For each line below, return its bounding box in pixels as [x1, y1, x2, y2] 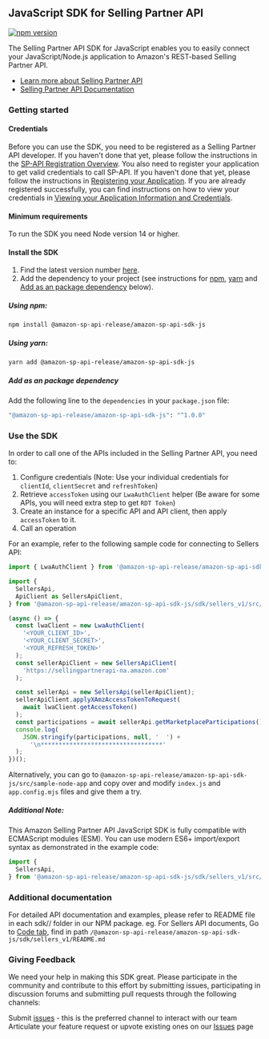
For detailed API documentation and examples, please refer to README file [8, 910, 256, 920]
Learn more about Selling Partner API [19, 75, 143, 85]
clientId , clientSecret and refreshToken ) [19, 481, 159, 491]
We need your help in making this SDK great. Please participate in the [8, 973, 238, 982]
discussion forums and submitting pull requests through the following [8, 989, 237, 999]
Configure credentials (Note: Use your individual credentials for [19, 473, 230, 482]
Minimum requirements [8, 211, 88, 221]
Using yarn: [8, 338, 48, 348]
